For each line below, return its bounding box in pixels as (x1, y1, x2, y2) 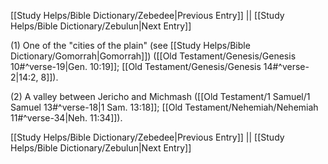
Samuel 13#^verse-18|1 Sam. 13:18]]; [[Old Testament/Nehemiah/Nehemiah (10, 101, 319, 113)
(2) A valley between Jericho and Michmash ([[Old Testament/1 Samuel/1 (10, 91, 311, 102)
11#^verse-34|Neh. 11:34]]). (10, 112, 123, 124)
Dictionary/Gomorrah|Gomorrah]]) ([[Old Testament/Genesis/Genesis (10, 50, 297, 62)
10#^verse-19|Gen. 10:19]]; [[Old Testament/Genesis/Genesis (10, 61, 262, 72)
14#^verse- (263, 61, 310, 72)
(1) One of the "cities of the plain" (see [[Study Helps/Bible (10, 40, 251, 51)
